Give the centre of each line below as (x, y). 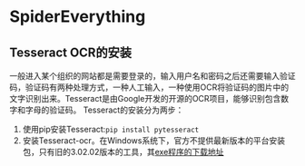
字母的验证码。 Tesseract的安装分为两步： (104, 110)
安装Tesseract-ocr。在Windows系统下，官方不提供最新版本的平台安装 (154, 141)
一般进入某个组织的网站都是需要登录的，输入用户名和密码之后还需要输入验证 (152, 76)
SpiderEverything (78, 17)
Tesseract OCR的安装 (70, 52)
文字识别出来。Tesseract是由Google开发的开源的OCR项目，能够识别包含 (145, 98)
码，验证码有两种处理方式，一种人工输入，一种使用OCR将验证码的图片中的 (149, 87)
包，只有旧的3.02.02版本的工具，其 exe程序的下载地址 (123, 152)
